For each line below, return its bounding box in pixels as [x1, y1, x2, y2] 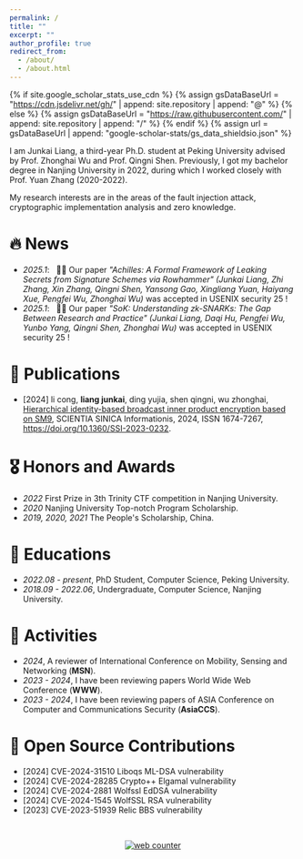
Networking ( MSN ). [22, 665, 96, 676]
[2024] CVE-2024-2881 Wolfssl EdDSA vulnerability [22, 784, 218, 796]
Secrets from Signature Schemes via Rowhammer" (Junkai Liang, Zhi [22, 274, 284, 285]
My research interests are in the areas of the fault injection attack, [9, 192, 257, 203]
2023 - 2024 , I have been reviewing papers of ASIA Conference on [22, 693, 275, 705]
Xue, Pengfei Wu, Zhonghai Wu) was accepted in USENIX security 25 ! [22, 293, 288, 304]
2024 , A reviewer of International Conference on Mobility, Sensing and [22, 655, 288, 666]
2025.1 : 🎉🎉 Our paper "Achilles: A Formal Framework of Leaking [22, 264, 267, 275]
